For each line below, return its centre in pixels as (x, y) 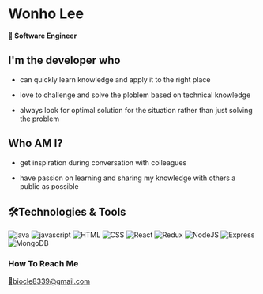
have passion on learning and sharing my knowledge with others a (128, 178)
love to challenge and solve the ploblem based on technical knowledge (135, 95)
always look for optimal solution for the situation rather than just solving (136, 110)
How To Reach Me (43, 264)
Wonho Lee (46, 14)
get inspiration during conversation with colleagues (103, 162)
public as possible (49, 186)
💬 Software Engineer (43, 36)
